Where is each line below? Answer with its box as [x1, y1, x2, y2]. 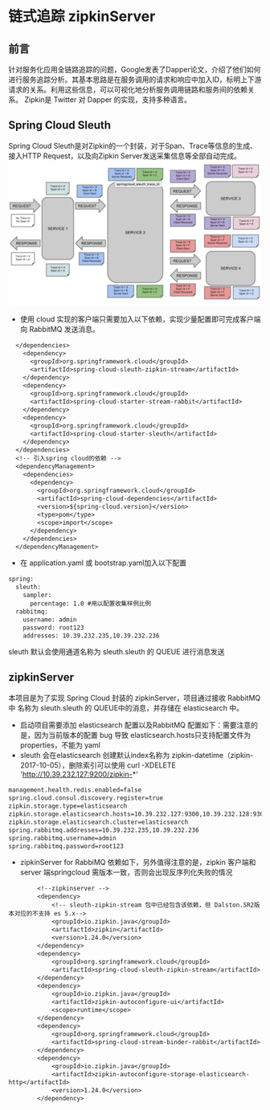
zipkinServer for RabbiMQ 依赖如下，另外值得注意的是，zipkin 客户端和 [19, 857, 256, 866]
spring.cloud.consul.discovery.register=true [8, 793, 163, 802]
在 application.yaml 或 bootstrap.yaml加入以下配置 [19, 558, 187, 567]
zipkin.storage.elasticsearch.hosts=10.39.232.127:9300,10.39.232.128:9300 [8, 809, 268, 818]
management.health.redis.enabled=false [8, 785, 142, 794]
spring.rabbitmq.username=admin [8, 834, 117, 842]
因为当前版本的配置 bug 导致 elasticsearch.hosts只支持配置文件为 [34, 730, 252, 739]
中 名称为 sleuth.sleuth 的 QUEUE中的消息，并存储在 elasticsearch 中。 [8, 702, 243, 712]
